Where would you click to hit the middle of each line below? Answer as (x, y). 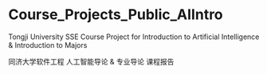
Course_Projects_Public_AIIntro (116, 15)
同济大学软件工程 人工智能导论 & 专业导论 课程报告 (91, 61)
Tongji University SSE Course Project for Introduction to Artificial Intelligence (134, 37)
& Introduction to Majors (48, 45)
